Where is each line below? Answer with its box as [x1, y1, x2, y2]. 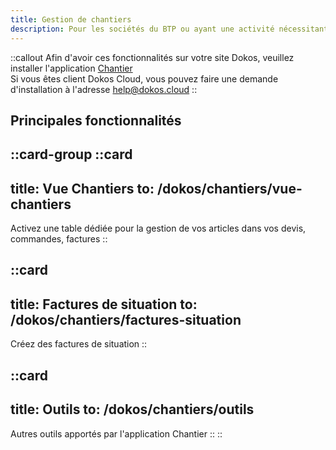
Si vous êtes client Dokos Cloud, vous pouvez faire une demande [10, 72, 279, 85]
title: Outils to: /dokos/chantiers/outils [10, 401, 255, 418]
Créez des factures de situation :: [10, 338, 148, 350]
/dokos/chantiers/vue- [156, 180, 303, 197]
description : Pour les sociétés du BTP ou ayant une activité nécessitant [10, 24, 329, 34]
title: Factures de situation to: [10, 296, 198, 313]
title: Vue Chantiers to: [10, 180, 155, 197]
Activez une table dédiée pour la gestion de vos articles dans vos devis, [10, 222, 307, 235]
